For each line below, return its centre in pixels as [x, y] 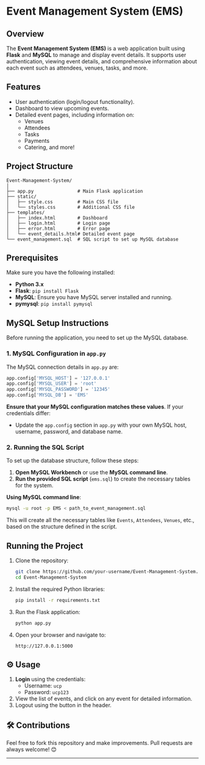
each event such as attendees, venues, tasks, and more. [77, 68]
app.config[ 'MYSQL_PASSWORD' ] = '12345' [59, 390]
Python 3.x [29, 285]
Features [23, 87]
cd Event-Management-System [51, 577]
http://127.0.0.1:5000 [44, 646]
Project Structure [40, 166]
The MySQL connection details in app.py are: [63, 367]
